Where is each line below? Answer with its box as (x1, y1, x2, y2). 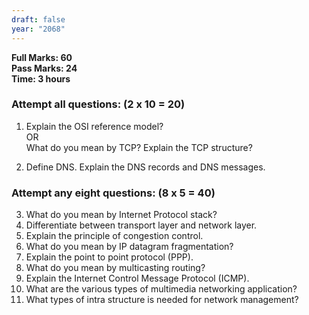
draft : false (11, 14, 66, 25)
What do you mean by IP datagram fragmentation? (25, 241, 234, 253)
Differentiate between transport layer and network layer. (25, 219, 258, 231)
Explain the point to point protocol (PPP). (25, 251, 194, 263)
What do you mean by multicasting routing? (25, 262, 206, 274)
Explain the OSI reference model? (25, 120, 164, 132)
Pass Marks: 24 (11, 62, 78, 74)
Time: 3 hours (11, 72, 71, 85)
